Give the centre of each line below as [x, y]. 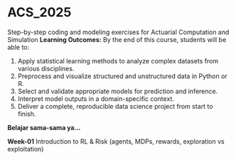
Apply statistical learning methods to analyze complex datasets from [118, 60]
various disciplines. [46, 68]
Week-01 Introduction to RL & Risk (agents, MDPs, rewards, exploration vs [116, 141]
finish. [27, 114]
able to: [18, 47]
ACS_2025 [39, 12]
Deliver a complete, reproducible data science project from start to [115, 106]
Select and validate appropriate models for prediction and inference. [118, 91]
